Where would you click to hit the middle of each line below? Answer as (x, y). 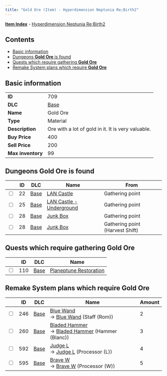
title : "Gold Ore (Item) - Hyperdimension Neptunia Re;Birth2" (72, 10)
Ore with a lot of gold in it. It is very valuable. (99, 129)
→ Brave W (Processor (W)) (83, 366)
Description (22, 129)
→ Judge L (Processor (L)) (81, 352)
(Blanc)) (60, 337)
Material (57, 121)
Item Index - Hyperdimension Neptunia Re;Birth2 (55, 24)
